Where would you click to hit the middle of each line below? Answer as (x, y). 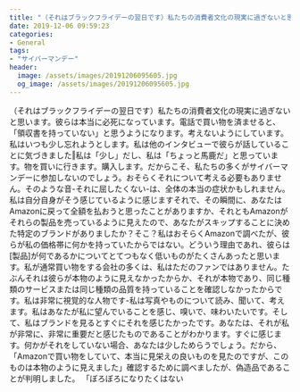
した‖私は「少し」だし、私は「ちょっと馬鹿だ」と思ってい (163, 155)
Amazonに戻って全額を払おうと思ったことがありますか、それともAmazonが (149, 211)
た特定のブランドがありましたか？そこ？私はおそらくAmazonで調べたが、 (146, 233)
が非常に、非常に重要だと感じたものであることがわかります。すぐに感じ (142, 334)
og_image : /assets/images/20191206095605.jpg (104, 84)
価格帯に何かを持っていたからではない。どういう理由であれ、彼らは (165, 244)
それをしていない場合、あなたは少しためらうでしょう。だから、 (165, 345)
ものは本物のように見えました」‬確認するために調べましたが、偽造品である (146, 367)
